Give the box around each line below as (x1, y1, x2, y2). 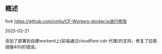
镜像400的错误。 (5, 44, 39, 50)
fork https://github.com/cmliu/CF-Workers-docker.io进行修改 (5, 18, 127, 24)
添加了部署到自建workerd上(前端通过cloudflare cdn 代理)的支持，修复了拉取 (5, 38, 157, 43)
